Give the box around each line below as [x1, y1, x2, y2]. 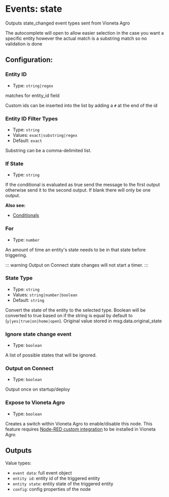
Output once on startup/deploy [5, 386, 70, 392]
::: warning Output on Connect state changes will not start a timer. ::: [5, 262, 149, 268]
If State [5, 160, 24, 167]
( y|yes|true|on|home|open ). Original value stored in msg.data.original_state [5, 318, 162, 324]
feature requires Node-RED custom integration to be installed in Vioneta [5, 426, 156, 432]
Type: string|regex [12, 82, 53, 88]
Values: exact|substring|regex [12, 132, 78, 138]
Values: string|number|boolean [12, 292, 78, 298]
